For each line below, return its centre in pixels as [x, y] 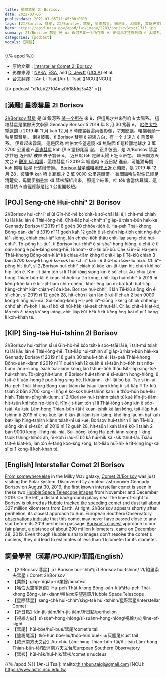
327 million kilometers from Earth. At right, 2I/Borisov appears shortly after [81, 508]
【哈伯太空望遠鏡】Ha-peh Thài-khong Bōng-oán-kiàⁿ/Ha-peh [76, 588]
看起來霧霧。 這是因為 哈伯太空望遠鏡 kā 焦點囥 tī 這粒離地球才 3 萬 [87, 143]
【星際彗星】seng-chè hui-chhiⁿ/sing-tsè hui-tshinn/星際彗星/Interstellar [86, 600]
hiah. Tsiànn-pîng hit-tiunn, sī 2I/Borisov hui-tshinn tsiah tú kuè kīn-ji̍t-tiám [81, 397]
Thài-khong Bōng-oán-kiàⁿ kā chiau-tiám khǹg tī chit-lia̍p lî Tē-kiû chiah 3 [80, 255]
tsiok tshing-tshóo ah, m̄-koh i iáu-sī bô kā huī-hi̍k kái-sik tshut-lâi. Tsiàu [79, 438]
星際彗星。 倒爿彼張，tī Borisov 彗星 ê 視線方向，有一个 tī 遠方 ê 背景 [79, 137]
